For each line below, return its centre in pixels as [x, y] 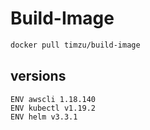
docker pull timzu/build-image [75, 45]
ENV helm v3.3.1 [44, 117]
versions [38, 76]
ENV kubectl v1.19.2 [53, 108]
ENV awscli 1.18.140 [53, 99]
